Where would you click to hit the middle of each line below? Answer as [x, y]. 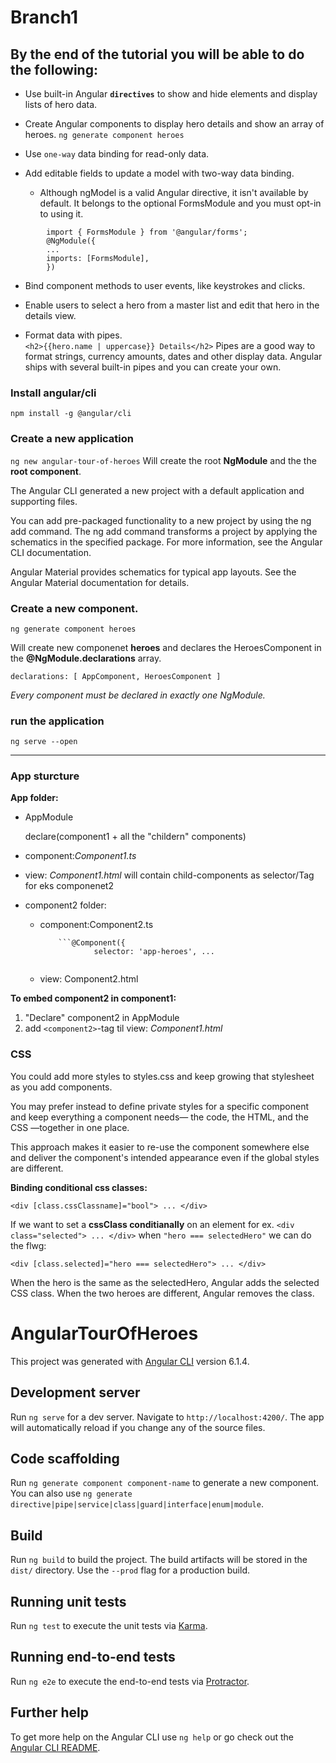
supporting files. [44, 501]
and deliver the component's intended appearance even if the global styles [165, 1157]
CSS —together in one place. [70, 1127]
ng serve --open [44, 742]
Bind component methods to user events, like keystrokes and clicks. [165, 285]
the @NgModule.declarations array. [86, 658]
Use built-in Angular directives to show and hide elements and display [171, 94]
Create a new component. [74, 608]
